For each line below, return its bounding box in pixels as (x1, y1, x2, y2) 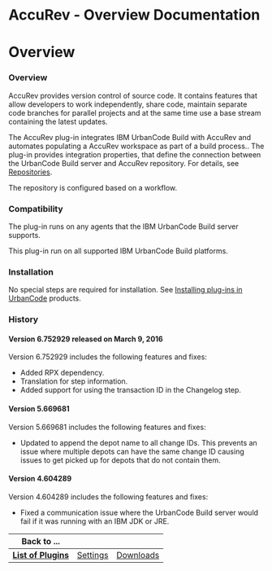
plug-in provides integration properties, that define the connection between (8, 149, 261, 160)
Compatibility (8, 203, 63, 214)
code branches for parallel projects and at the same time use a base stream (8, 108, 261, 117)
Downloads (116, 549, 160, 560)
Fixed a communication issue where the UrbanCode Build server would (19, 507, 258, 517)
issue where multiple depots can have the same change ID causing (19, 446, 245, 456)
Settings (76, 549, 109, 560)
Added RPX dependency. (19, 368, 105, 378)
